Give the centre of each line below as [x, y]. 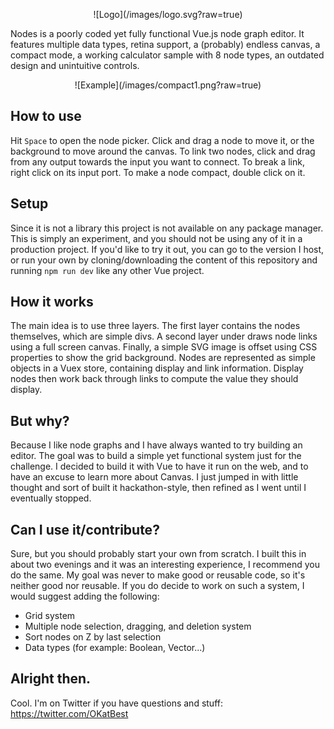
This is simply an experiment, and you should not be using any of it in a [156, 238]
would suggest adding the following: [85, 596]
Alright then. [51, 679]
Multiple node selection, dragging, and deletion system [138, 626]
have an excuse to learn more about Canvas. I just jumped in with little [154, 477]
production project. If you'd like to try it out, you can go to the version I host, [167, 249]
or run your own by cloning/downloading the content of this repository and [164, 260]
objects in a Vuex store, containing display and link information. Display [157, 368]
